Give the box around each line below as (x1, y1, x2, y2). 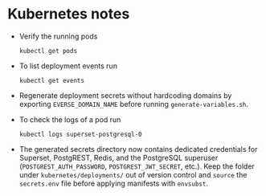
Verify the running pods (18, 31, 98, 41)
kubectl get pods (18, 47, 78, 55)
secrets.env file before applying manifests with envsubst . (18, 178, 208, 188)
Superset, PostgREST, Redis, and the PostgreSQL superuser (18, 153, 219, 162)
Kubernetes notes (7, 5, 130, 23)
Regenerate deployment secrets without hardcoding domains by (18, 90, 232, 100)
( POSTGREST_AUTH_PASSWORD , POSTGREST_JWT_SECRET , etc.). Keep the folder (18, 161, 255, 171)
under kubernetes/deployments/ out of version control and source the (18, 169, 248, 179)
